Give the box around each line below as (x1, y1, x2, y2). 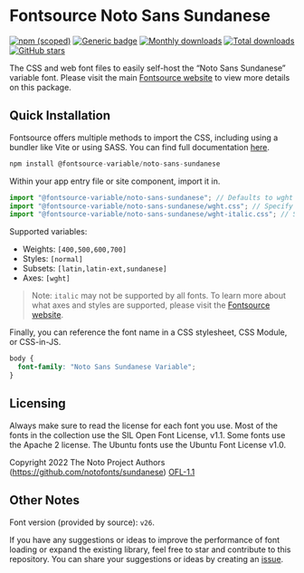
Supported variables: (9, 226, 88, 237)
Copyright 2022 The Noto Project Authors (9, 456, 166, 467)
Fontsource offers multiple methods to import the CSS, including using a (9, 132, 279, 143)
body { (9, 354, 34, 363)
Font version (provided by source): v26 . (9, 517, 156, 528)
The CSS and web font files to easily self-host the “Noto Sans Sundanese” (9, 62, 287, 73)
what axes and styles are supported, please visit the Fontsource (31, 300, 271, 310)
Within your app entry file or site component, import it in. (9, 176, 221, 186)
